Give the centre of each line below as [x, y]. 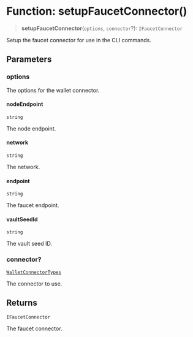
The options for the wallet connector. [53, 90]
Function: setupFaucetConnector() [97, 11]
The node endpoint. [31, 128]
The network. [23, 167]
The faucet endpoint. [33, 205]
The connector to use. [34, 284]
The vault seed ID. [29, 244]
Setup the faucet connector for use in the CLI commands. [79, 40]
